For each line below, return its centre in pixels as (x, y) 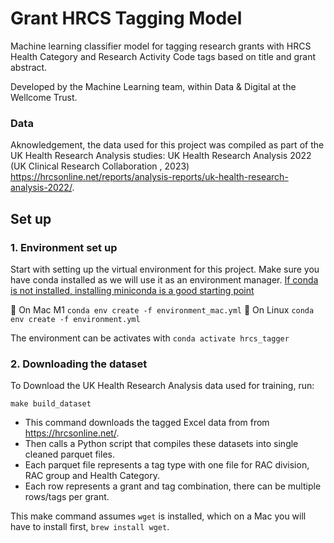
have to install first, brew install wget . (90, 527)
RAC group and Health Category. (92, 476)
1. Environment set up (64, 247)
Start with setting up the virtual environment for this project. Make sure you (165, 269)
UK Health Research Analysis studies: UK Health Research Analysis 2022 (161, 156)
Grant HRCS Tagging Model (126, 18)
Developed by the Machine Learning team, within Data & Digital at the (153, 86)
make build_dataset (51, 404)
